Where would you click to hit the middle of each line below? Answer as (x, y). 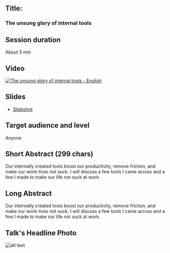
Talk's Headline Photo (41, 233)
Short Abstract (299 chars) (49, 154)
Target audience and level (47, 125)
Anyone (14, 138)
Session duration (33, 40)
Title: (14, 8)
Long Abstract (29, 193)
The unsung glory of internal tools (49, 23)
